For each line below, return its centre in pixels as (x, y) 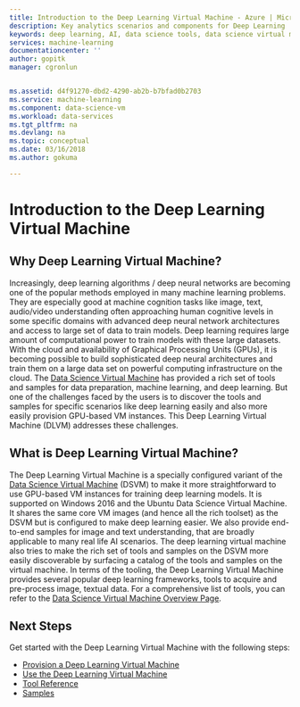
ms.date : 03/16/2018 (48, 150)
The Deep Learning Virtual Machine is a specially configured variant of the (146, 475)
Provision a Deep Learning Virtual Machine (101, 665)
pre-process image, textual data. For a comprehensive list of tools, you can (147, 588)
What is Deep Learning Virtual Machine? (124, 453)
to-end (22, 531)
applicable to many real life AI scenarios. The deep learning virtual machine (148, 541)
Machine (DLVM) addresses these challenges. (94, 425)
